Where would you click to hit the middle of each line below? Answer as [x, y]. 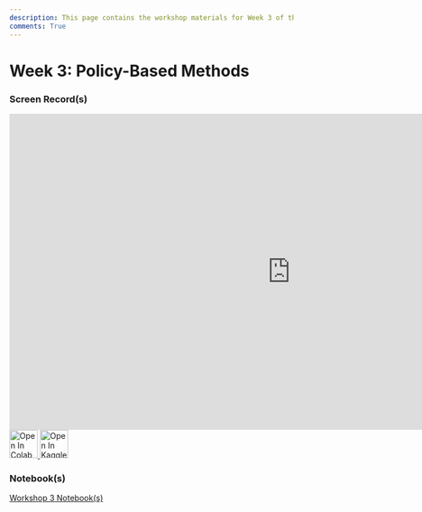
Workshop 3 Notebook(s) [56, 498]
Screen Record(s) [49, 98]
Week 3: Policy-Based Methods [129, 71]
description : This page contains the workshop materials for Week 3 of [147, 18]
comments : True [38, 26]
